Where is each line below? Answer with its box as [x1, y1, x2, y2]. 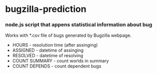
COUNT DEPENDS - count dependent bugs [12, 63, 102, 69]
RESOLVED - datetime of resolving [12, 53, 83, 59]
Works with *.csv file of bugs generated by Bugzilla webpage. [5, 32, 132, 38]
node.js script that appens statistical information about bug [5, 21, 153, 28]
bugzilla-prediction [5, 3, 87, 15]
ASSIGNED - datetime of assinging [12, 47, 84, 53]
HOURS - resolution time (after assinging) [12, 42, 98, 48]
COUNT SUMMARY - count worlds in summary [12, 58, 109, 64]
